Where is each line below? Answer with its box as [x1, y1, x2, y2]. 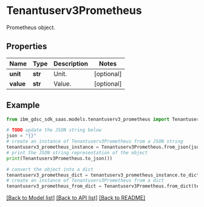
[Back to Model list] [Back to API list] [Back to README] [6, 194, 146, 202]
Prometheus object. [6, 24, 56, 31]
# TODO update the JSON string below [6, 127, 102, 134]
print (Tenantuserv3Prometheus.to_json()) [6, 155, 113, 161]
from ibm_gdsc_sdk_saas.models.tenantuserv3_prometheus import [6, 116, 170, 122]
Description [53, 59, 88, 67]
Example [6, 100, 40, 110]
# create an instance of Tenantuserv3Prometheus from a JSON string [6, 138, 183, 144]
